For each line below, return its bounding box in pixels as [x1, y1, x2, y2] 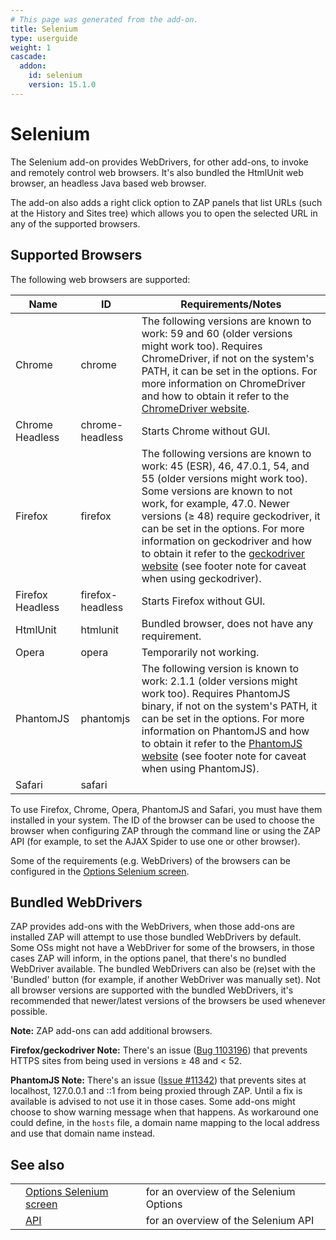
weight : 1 [10, 42, 52, 53]
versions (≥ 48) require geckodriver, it [141, 509, 321, 523]
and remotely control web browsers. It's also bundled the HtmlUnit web [10, 166, 304, 178]
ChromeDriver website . [141, 401, 250, 415]
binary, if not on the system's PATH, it [141, 699, 318, 713]
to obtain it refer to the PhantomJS [141, 736, 303, 750]
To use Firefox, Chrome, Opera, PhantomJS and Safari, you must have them [10, 803, 323, 815]
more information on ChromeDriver [141, 376, 306, 390]
